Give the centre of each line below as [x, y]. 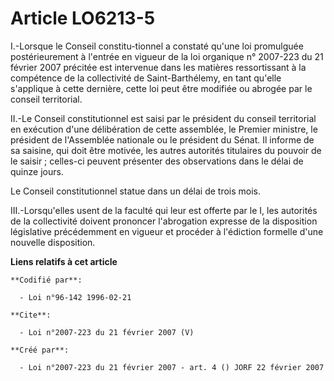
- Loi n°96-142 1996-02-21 [75, 297]
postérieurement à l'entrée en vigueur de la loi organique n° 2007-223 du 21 [167, 56]
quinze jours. [37, 171]
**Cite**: [31, 315]
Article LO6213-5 [83, 18]
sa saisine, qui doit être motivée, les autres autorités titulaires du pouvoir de [166, 150]
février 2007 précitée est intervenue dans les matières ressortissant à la [158, 67]
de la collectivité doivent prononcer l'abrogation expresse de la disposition [164, 221]
